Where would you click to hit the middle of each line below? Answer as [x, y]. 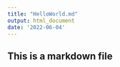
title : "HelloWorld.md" [43, 14]
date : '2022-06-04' [36, 27]
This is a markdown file [60, 56]
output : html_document [41, 21]
